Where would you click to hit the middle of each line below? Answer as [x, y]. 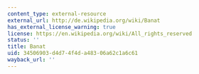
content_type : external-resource [57, 14]
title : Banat [27, 47]
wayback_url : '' [31, 60]
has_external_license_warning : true [61, 27]
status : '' [23, 40]
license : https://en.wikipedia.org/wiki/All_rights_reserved [100, 33]
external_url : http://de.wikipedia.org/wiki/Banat [84, 20]
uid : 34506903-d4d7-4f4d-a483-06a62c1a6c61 [73, 54]
